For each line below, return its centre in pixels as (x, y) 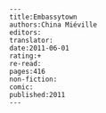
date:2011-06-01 (39, 48)
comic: (21, 87)
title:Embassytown (43, 17)
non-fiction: (33, 79)
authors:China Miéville (53, 25)
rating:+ (25, 56)
